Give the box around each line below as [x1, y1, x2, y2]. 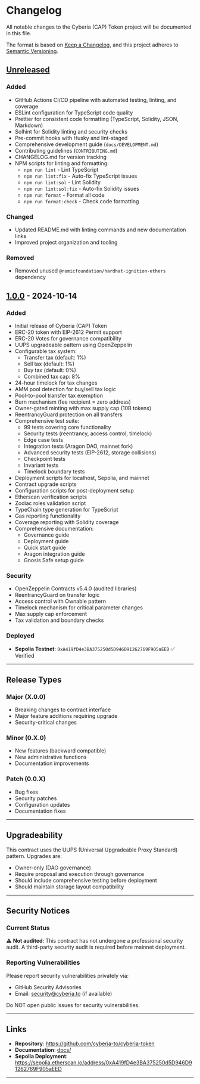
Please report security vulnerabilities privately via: [6, 972, 129, 979]
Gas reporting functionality [14, 512, 81, 519]
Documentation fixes [14, 807, 66, 814]
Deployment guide [23, 537, 70, 544]
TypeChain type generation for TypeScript [14, 506, 118, 513]
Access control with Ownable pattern [14, 597, 106, 605]
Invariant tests [23, 462, 59, 469]
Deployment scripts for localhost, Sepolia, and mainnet [14, 474, 150, 481]
